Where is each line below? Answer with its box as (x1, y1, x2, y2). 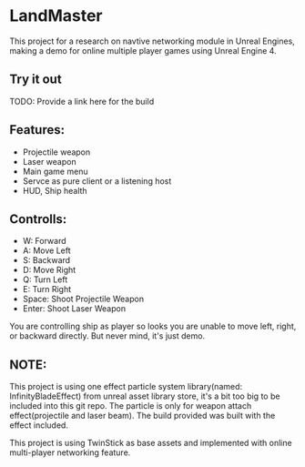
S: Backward (22, 255, 71, 266)
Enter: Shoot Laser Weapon (22, 303, 126, 314)
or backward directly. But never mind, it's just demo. (9, 330, 206, 341)
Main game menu (22, 166, 88, 177)
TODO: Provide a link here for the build (9, 96, 155, 107)
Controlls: (9, 211, 67, 227)
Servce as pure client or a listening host (22, 175, 172, 187)
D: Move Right (22, 265, 76, 276)
